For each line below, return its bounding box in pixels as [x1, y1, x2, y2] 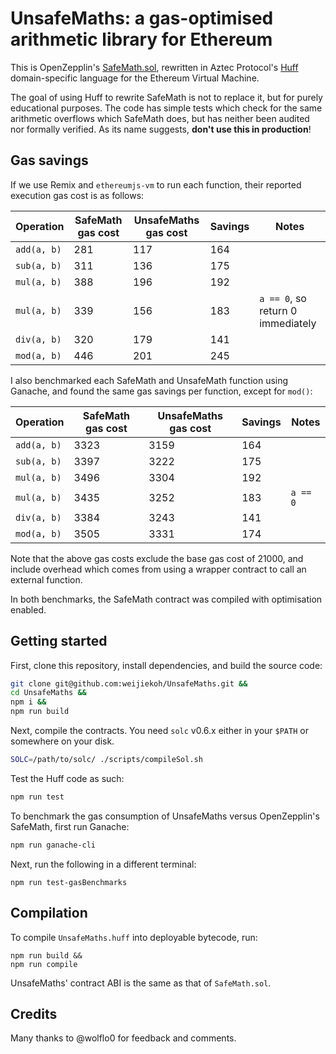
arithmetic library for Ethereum [10, 28, 273, 51]
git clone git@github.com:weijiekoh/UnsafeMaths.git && [10, 678, 248, 689]
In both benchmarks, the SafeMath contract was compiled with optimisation [10, 593, 323, 605]
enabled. [10, 603, 47, 616]
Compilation [10, 905, 88, 922]
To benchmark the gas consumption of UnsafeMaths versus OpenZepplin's [10, 810, 320, 822]
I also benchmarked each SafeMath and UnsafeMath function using [10, 374, 289, 386]
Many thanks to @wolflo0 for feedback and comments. [10, 1032, 237, 1044]
